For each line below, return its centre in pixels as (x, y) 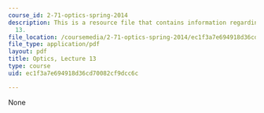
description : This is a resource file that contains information (117, 23)
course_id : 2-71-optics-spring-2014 (68, 15)
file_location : (33, 37)
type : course (29, 66)
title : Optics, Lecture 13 (52, 59)
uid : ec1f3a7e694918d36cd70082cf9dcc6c (73, 73)
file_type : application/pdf (54, 44)
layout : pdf (27, 51)
